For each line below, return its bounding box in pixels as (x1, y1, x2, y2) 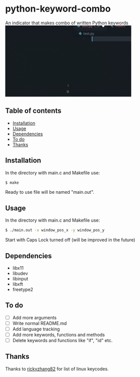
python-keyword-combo (5, 3, 111, 15)
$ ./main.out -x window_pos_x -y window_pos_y (5, 228, 105, 233)
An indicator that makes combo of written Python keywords (5, 20, 128, 26)
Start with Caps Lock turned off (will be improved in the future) (5, 237, 135, 243)
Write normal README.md (12, 320, 67, 326)
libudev (12, 270, 28, 276)
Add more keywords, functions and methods (12, 331, 105, 338)
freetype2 (12, 286, 34, 292)
